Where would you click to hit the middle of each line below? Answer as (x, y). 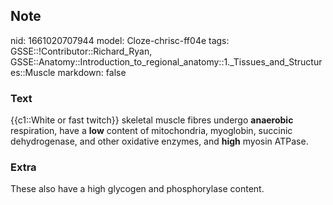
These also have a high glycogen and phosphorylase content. (137, 189)
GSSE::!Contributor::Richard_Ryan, (81, 51)
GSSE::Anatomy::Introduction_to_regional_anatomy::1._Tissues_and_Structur (166, 61)
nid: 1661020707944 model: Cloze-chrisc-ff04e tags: (120, 40)
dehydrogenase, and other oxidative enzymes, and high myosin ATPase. (159, 141)
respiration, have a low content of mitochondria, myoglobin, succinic (151, 131)
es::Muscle (33, 72)
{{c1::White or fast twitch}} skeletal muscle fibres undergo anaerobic (152, 120)
